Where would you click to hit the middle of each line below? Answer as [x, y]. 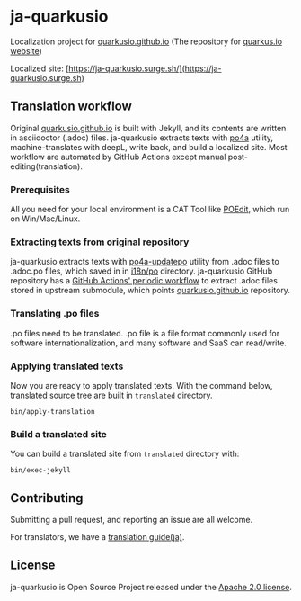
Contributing [47, 498]
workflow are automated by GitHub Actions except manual [118, 157]
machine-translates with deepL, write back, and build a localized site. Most [149, 147]
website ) [27, 50]
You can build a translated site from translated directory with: [125, 454]
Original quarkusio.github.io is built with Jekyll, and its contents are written [148, 128]
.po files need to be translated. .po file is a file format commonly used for [145, 333]
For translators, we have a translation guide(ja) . [97, 537]
